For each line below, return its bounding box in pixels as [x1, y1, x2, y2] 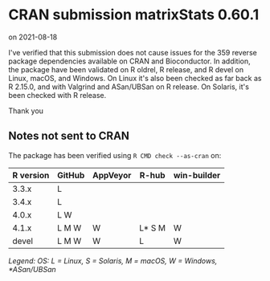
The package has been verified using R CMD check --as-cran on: [8, 150, 222, 160]
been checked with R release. [8, 90, 107, 100]
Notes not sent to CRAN [8, 129, 130, 143]
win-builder [173, 169, 221, 181]
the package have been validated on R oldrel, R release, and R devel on [8, 64, 243, 74]
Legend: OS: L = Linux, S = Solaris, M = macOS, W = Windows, [8, 255, 218, 266]
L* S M [139, 222, 166, 234]
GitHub [57, 169, 85, 181]
